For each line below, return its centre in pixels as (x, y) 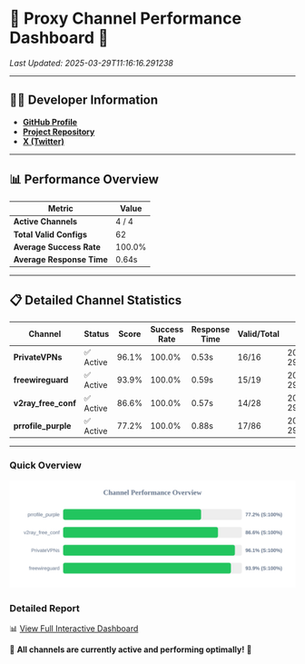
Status (97, 334)
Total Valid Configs (50, 234)
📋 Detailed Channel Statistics (96, 300)
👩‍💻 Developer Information (84, 100)
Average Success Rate (57, 247)
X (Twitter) (44, 141)
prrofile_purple (42, 425)
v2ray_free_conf (45, 402)
